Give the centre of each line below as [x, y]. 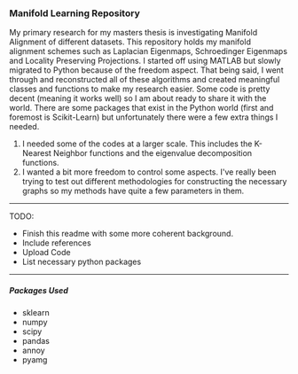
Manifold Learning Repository [74, 13]
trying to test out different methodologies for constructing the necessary [154, 182]
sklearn [36, 313]
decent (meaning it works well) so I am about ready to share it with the [138, 98]
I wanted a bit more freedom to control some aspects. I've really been [149, 172]
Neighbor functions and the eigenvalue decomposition [153, 153]
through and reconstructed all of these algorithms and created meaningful [145, 80]
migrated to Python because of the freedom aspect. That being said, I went [146, 70]
